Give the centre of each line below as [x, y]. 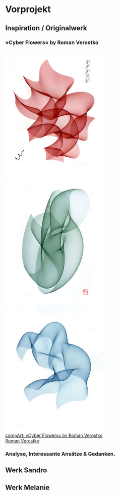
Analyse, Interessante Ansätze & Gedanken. [61, 454]
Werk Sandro [26, 470]
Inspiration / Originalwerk [46, 28]
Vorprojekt [28, 9]
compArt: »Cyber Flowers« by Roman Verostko [54, 435]
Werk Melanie [27, 487]
